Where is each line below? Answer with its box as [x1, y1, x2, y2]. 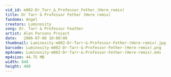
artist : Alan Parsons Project [5, 31, 70, 36]
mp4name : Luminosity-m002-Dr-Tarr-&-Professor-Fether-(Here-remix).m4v [5, 50, 161, 55]
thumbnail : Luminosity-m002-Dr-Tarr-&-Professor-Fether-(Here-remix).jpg [5, 41, 166, 46]
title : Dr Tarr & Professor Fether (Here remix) [5, 12, 111, 17]
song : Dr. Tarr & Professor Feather [5, 26, 83, 31]
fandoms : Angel [5, 17, 38, 22]
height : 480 [5, 64, 31, 69]
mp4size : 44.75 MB [5, 54, 45, 60]
